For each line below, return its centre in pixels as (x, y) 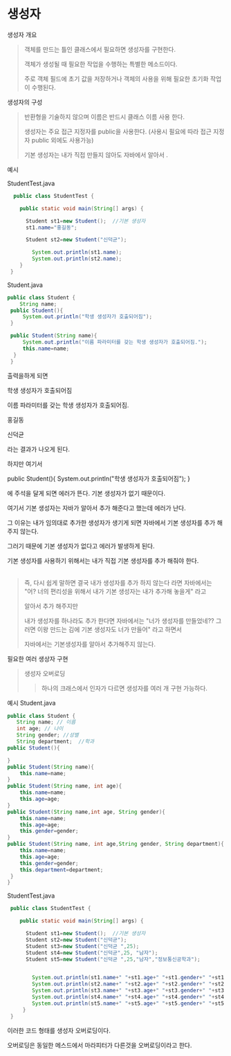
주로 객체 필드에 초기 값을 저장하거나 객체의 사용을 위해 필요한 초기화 (116, 78)
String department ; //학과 (55, 742)
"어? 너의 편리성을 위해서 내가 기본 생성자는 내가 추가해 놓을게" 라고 (115, 591)
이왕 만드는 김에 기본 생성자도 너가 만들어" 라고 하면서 (109, 629)
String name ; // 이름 (46, 722)
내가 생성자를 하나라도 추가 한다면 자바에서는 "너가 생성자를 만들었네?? (119, 620)
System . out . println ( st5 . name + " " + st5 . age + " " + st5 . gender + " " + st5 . (130, 1003)
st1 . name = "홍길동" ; (51, 228)
